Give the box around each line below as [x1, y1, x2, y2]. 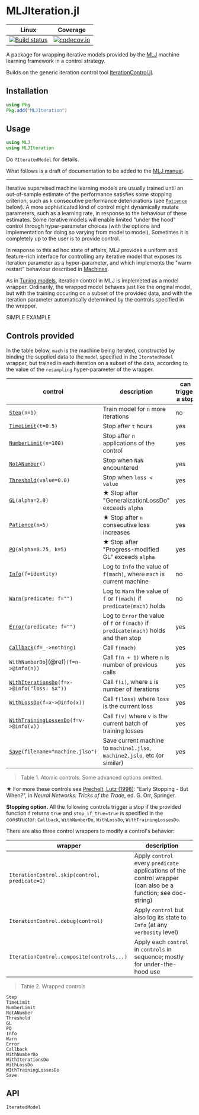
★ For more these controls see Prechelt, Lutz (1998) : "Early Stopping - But [6, 785, 188, 792]
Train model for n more [102, 404, 166, 413]
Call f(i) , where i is [102, 677, 159, 686]
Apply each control [134, 938, 189, 946]
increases [102, 528, 130, 536]
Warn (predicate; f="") [9, 595, 73, 602]
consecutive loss [102, 520, 150, 529]
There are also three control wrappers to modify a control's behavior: [6, 827, 175, 834]
